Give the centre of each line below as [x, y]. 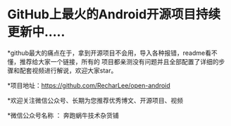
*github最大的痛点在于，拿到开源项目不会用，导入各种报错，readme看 [109, 53]
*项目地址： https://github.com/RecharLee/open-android [89, 85]
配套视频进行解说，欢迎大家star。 [68, 70]
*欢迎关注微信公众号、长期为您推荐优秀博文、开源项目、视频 [95, 100]
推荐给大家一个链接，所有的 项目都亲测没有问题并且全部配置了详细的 [119, 61]
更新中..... [36, 32]
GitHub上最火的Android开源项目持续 [114, 14]
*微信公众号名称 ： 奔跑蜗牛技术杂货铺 [63, 115]
